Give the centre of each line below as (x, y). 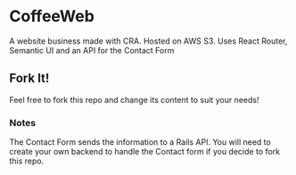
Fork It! (29, 79)
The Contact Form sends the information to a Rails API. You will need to (140, 142)
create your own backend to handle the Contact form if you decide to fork (145, 152)
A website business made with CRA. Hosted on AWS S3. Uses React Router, (148, 41)
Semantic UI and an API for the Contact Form (92, 50)
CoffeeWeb (52, 16)
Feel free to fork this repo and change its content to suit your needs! (134, 99)
